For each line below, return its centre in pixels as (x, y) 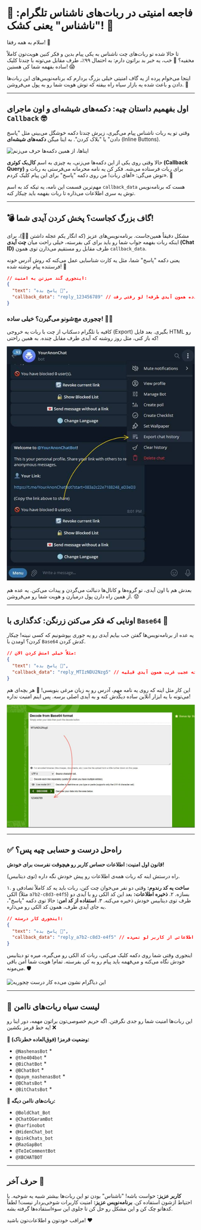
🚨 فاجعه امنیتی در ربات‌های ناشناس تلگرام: (100, 13)
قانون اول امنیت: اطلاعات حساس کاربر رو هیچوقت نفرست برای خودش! (86, 864)
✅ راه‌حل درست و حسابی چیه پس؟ (64, 850)
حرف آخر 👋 (26, 1181)
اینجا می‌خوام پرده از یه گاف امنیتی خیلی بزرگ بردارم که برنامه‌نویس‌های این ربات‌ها (99, 78)
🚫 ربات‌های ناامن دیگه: (31, 1101)
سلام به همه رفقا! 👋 (29, 42)
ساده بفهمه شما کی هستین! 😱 (41, 67)
